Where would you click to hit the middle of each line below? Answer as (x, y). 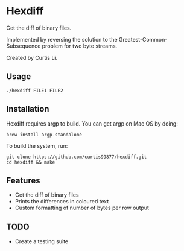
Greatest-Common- (143, 39)
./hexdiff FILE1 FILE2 (35, 91)
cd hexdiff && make (31, 162)
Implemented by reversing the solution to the (62, 39)
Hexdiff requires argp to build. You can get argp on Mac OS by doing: (92, 123)
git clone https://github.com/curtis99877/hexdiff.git (77, 157)
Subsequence (24, 46)
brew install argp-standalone (44, 135)
